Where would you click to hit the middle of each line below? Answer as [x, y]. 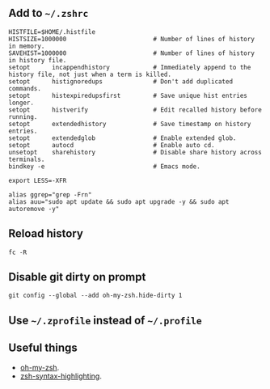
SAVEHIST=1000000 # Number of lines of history [131, 53]
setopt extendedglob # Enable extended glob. [122, 138]
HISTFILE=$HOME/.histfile [52, 32]
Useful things [43, 348]
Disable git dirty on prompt [77, 277]
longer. [21, 103]
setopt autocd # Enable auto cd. [112, 145]
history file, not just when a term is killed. [90, 74]
